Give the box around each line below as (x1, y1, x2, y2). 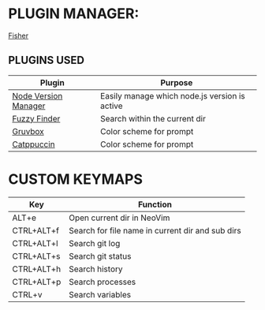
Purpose (160, 77, 193, 88)
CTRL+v (12, 289, 43, 300)
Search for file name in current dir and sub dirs (68, 225, 242, 236)
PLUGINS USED (8, 54, 85, 67)
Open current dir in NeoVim (68, 212, 170, 223)
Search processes (68, 276, 136, 287)
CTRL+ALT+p (12, 276, 62, 287)
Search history (68, 263, 123, 275)
